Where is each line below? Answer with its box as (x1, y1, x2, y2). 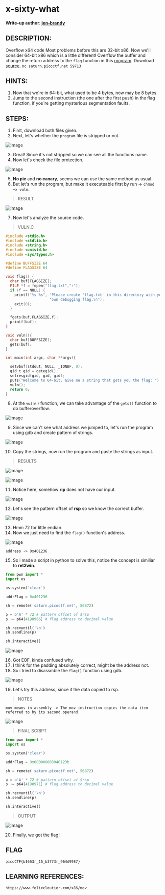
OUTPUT (17, 813, 36, 819)
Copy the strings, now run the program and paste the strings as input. (12, 449, 154, 455)
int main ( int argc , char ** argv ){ (5, 355, 76, 361)
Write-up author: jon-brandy (5, 20, 65, 25)
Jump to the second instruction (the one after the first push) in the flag (12, 95, 156, 101)
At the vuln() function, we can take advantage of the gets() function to (12, 400, 157, 406)
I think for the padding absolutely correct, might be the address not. (12, 662, 150, 668)
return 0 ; (10, 387, 30, 392)
